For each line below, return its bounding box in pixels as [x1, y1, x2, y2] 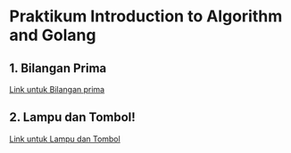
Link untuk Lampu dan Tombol [9, 133, 121, 144]
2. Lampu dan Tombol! [9, 109, 136, 125]
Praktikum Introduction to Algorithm [9, 6, 283, 27]
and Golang [9, 25, 96, 45]
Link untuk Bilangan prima [9, 85, 105, 94]
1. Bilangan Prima [9, 60, 107, 76]
